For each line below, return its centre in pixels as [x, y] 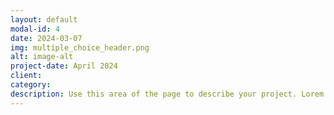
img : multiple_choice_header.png [80, 47]
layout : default [44, 19]
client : [26, 76]
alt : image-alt [42, 57]
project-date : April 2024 [64, 66]
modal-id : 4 [35, 29]
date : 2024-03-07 [46, 38]
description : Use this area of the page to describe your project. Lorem [167, 94]
